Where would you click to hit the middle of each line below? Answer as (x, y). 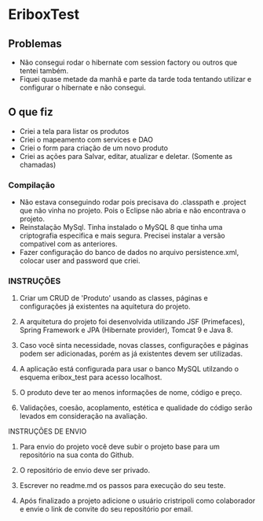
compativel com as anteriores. (68, 244)
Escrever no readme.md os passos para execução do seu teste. (122, 486)
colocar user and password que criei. (80, 260)
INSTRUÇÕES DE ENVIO (47, 431)
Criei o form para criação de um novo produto (94, 148)
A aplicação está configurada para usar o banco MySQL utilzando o (129, 369)
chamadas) (38, 164)
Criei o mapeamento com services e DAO (86, 139)
